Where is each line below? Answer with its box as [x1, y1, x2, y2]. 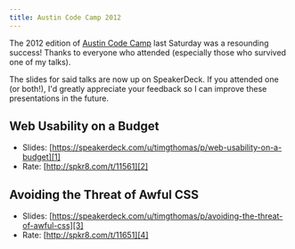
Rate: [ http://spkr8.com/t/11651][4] [21, 229, 149, 241]
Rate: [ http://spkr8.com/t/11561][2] [21, 162, 149, 172]
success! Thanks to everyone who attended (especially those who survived [9, 46, 287, 58]
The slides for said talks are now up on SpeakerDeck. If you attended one [9, 73, 279, 85]
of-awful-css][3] [21, 220, 84, 231]
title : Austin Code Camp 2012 [9, 12, 122, 22]
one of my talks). [9, 56, 71, 67]
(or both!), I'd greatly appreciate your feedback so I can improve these [9, 83, 267, 94]
